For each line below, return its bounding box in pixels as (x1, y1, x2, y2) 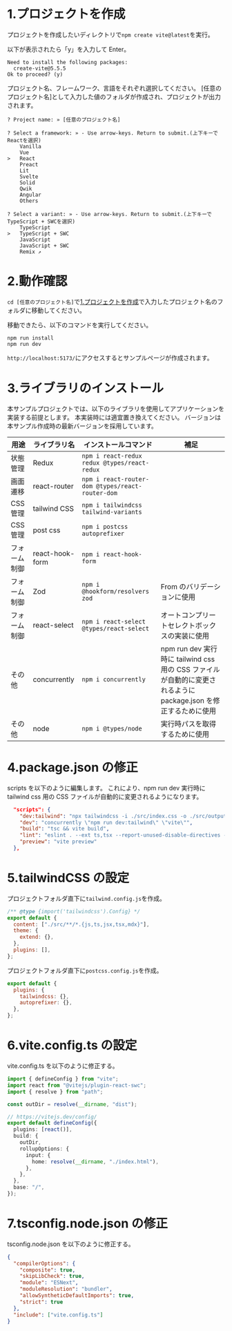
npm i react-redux (81, 451, 143, 460)
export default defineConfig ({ (7, 1120, 97, 1127)
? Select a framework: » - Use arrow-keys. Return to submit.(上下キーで (7, 129, 219, 137)
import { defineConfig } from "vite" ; (7, 1076, 119, 1082)
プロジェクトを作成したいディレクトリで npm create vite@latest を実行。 (7, 30, 214, 39)
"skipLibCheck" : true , (19, 1273, 85, 1280)
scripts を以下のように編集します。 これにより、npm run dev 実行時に (7, 784, 206, 792)
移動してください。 (30, 306, 86, 314)
